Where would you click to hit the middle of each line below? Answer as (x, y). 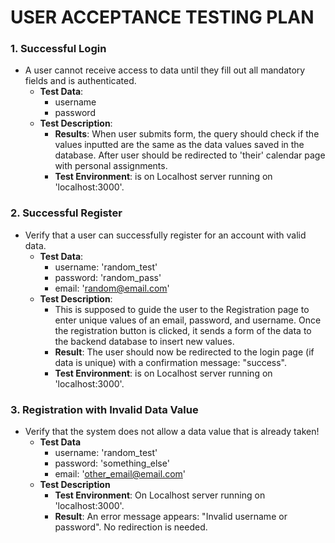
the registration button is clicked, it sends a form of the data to (183, 330)
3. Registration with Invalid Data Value (104, 409)
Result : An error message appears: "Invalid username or (171, 517)
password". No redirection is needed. (131, 527)
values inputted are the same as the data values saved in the (179, 145)
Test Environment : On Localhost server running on (160, 495)
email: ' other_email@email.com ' (120, 474)
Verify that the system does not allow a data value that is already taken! (172, 432)
